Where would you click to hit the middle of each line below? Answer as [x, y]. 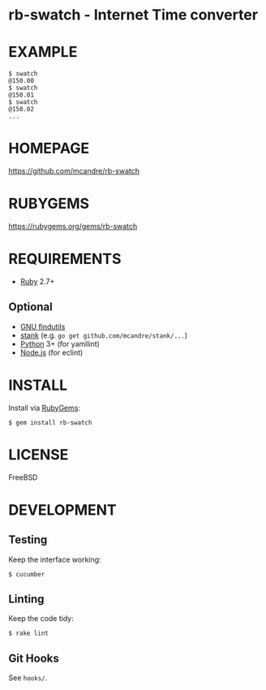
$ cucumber [27, 574]
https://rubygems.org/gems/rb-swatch [73, 226]
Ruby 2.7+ [37, 281]
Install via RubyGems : [45, 408]
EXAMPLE [43, 52]
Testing [28, 540]
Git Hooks [34, 658]
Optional [30, 307]
